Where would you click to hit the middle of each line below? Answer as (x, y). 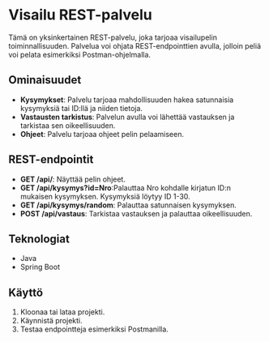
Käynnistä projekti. (51, 321)
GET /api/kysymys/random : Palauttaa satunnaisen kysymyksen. (128, 205)
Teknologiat (39, 239)
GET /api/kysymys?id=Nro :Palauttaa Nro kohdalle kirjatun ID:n (125, 187)
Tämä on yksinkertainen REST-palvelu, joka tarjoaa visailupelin (113, 37)
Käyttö (26, 292)
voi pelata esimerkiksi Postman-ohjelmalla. (80, 54)
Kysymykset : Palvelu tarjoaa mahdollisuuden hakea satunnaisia (127, 100)
